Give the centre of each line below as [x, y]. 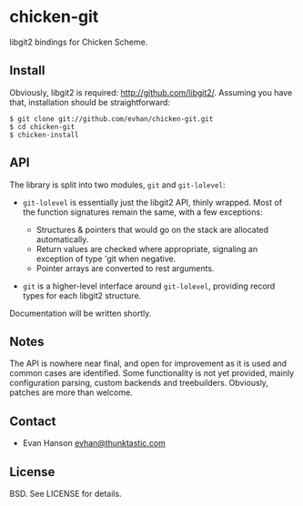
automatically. [62, 239]
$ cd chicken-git [42, 126]
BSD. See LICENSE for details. [66, 494]
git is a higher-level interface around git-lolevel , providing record [149, 286]
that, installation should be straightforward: [90, 102]
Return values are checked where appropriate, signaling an [146, 248]
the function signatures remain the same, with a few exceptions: [142, 212]
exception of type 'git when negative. [106, 258]
